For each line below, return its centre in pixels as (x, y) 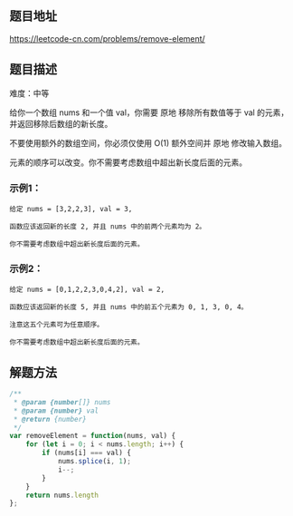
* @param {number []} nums (62, 402)
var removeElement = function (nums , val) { (93, 436)
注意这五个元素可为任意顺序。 (57, 325)
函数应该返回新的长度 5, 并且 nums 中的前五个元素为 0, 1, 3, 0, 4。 (129, 307)
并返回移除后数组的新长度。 (61, 123)
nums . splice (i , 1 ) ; (94, 462)
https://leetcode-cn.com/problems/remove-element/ (107, 38)
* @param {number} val (56, 411)
